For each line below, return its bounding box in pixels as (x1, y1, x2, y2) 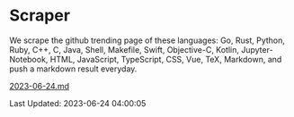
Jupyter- (241, 44, 273, 54)
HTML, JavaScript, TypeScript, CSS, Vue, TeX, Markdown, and (49, 54, 282, 64)
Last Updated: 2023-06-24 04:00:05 (9, 97, 147, 108)
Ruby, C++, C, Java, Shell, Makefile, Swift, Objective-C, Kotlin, (9, 44, 240, 54)
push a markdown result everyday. (9, 63, 138, 74)
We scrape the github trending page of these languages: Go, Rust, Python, (9, 35, 286, 46)
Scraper (9, 5, 70, 26)
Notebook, (9, 54, 49, 64)
